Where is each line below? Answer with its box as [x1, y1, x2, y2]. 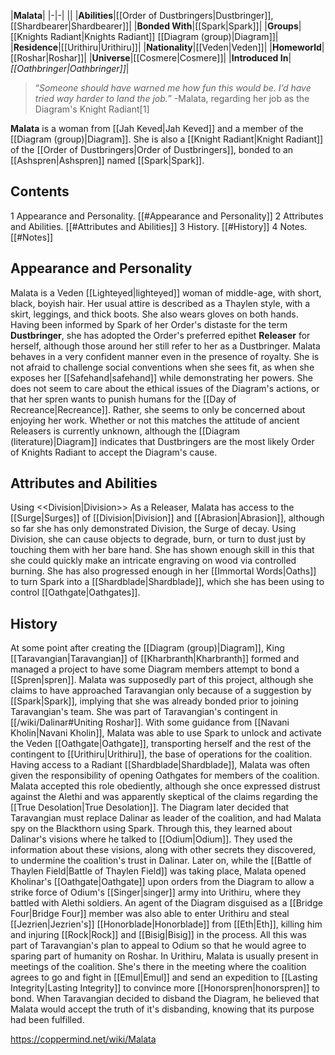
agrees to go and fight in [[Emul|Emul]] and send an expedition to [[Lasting [10, 971, 318, 984]
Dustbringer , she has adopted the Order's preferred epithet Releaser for [10, 329, 311, 341]
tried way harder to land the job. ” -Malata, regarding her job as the [34, 93, 310, 104]
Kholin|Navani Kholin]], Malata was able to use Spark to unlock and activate [10, 727, 323, 739]
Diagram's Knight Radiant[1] [34, 103, 150, 115]
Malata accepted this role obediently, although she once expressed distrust [10, 780, 321, 792]
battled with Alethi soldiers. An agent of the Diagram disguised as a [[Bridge [10, 897, 323, 909]
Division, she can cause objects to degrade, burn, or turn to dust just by [10, 533, 307, 545]
